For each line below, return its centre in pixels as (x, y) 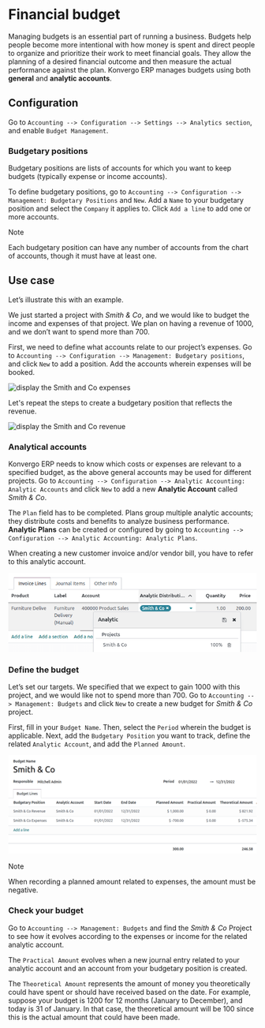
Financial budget (64, 15)
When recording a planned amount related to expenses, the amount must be (132, 882)
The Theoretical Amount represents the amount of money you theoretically (129, 983)
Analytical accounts (47, 447)
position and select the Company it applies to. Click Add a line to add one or (129, 209)
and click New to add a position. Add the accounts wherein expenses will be (130, 364)
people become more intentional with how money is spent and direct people (132, 44)
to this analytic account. (47, 562)
